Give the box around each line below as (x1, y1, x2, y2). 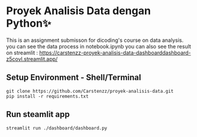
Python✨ (6, 17, 52, 30)
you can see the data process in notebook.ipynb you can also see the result (6, 43, 192, 50)
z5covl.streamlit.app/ (6, 55, 58, 63)
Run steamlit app (6, 109, 70, 119)
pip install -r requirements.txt (6, 93, 89, 99)
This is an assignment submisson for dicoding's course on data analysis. (6, 37, 184, 44)
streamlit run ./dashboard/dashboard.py (6, 125, 108, 131)
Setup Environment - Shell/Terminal (6, 73, 141, 83)
